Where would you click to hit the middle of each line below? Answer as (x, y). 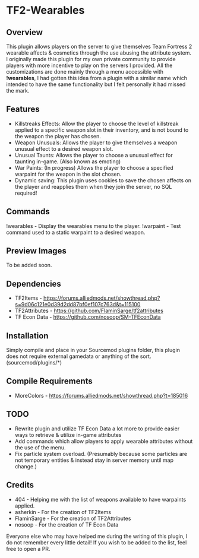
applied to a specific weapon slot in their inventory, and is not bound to (102, 130)
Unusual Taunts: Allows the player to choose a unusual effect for (94, 155)
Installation (27, 336)
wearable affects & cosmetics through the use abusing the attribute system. (99, 53)
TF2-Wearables (45, 10)
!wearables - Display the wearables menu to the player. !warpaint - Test (94, 226)
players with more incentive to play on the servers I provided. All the (89, 65)
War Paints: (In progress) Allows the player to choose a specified (94, 167)
